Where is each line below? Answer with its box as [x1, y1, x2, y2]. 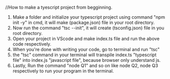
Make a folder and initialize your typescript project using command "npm [12, 14, 165, 20]
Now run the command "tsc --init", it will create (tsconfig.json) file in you [12, 25, 164, 31]
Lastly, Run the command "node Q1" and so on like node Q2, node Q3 [12, 63, 158, 68]
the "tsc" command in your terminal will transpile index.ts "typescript [12, 52, 157, 58]
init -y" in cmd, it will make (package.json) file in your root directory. [12, 20, 155, 25]
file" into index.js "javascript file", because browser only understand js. [12, 57, 161, 63]
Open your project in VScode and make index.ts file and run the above [12, 35, 160, 42]
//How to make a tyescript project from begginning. [5, 5, 113, 10]
